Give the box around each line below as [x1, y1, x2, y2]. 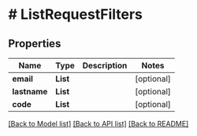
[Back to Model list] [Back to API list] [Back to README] [8, 119, 189, 128]
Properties [8, 37, 61, 50]
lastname [12, 86, 48, 97]
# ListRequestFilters [8, 6, 143, 24]
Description [82, 61, 128, 71]
